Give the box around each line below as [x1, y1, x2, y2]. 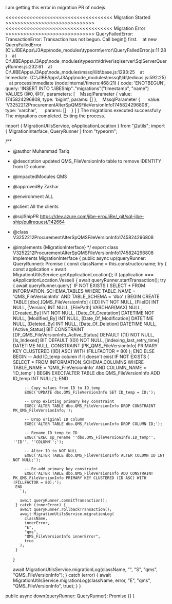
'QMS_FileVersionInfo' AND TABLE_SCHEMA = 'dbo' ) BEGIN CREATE [12, 293, 160, 299]
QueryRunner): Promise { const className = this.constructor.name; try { [12, 261, 167, 267]
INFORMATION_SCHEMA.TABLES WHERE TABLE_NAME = [12, 288, 136, 294]
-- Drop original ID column [24, 417, 85, 422]
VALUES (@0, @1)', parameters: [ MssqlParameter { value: [5, 91, 132, 97]
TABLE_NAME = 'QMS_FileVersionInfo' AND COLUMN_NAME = [12, 365, 146, 370]
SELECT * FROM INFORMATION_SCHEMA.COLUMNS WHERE [12, 359, 144, 365]
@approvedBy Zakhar [12, 184, 59, 189]
